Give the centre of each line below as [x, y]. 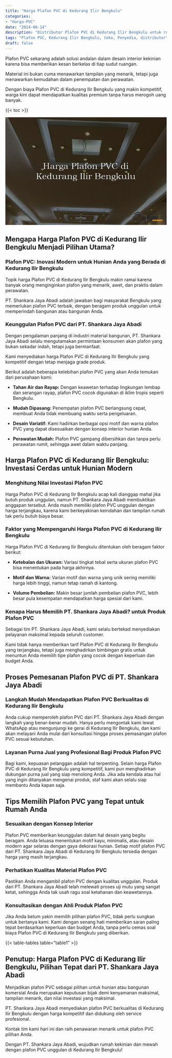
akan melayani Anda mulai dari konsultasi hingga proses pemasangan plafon [86, 734]
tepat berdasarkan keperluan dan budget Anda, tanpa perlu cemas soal [81, 927]
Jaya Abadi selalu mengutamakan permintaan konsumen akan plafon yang [84, 341]
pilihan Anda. [19, 1034]
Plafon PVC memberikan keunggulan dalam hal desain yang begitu [76, 835]
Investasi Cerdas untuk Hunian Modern [69, 468]
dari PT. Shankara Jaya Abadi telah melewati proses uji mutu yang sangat [83, 887]
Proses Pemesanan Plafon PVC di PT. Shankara [82, 677]
